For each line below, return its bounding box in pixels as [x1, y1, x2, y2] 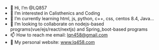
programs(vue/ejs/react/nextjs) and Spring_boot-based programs [10, 26, 148, 32]
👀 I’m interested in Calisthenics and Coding [10, 10, 101, 16]
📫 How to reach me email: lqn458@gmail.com [10, 32, 108, 38]
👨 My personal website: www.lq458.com [10, 39, 95, 45]
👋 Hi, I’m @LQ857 [10, 5, 47, 11]
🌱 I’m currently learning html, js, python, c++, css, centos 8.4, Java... [10, 16, 154, 21]
